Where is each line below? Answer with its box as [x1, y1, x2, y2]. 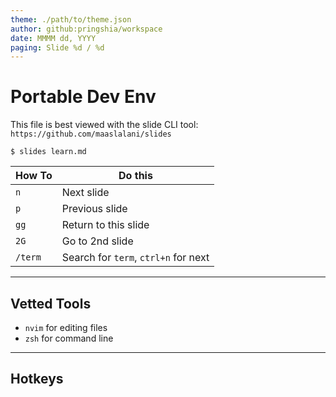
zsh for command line [24, 332, 114, 344]
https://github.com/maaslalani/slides [10, 129, 172, 140]
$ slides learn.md [10, 147, 87, 157]
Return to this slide [61, 218, 150, 232]
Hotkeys [10, 371, 64, 388]
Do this [118, 169, 153, 183]
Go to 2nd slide [61, 234, 134, 248]
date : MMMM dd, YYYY [10, 33, 97, 43]
